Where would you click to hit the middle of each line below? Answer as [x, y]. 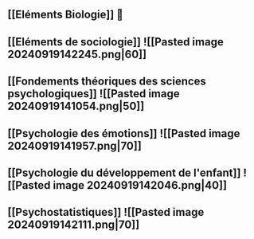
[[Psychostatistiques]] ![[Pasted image [106, 212]
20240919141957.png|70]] [75, 145]
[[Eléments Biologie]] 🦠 [66, 15]
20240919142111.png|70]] [74, 225]
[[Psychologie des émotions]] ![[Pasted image [124, 133]
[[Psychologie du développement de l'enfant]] [124, 172]
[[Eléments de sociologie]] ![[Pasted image [115, 42]
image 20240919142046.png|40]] [140, 185]
